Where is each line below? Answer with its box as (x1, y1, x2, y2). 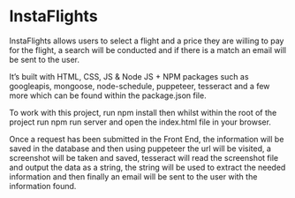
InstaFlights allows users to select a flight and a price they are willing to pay (9, 35, 284, 46)
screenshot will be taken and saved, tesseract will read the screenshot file (9, 152, 279, 163)
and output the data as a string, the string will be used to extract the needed (9, 162, 286, 172)
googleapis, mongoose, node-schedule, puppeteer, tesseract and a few (9, 80, 270, 91)
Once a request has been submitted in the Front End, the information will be (9, 133, 284, 144)
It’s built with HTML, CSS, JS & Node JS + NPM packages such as (9, 71, 249, 81)
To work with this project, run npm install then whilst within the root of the (9, 107, 277, 118)
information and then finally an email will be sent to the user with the (9, 171, 258, 182)
